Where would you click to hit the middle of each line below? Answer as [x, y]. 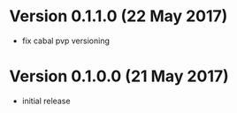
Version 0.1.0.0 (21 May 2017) [119, 76]
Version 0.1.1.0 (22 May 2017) [119, 16]
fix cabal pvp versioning [66, 41]
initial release [46, 101]
